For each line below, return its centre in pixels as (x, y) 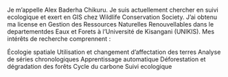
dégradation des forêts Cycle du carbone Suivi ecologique (90, 66)
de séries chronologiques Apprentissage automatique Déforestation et (106, 59)
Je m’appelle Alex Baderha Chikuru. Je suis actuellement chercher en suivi (113, 10)
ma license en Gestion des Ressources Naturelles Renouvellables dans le (111, 24)
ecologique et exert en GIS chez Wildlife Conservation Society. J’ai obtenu (112, 17)
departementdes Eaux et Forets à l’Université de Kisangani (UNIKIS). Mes (111, 31)
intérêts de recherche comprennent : (59, 39)
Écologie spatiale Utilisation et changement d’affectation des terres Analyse (114, 52)
